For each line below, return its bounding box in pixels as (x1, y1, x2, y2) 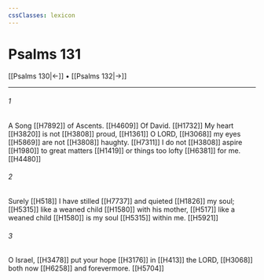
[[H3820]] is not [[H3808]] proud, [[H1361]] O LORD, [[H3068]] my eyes (8, 129, 241, 138)
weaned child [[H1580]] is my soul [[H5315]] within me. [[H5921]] (8, 213, 218, 222)
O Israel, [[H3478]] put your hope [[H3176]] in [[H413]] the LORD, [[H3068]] (8, 256, 253, 265)
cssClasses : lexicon (8, 11, 76, 20)
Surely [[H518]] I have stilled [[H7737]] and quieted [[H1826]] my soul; (8, 196, 235, 205)
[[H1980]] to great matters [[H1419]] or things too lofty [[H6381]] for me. (8, 146, 241, 155)
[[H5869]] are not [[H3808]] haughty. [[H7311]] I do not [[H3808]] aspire (8, 137, 243, 147)
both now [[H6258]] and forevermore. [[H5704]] (8, 264, 165, 273)
